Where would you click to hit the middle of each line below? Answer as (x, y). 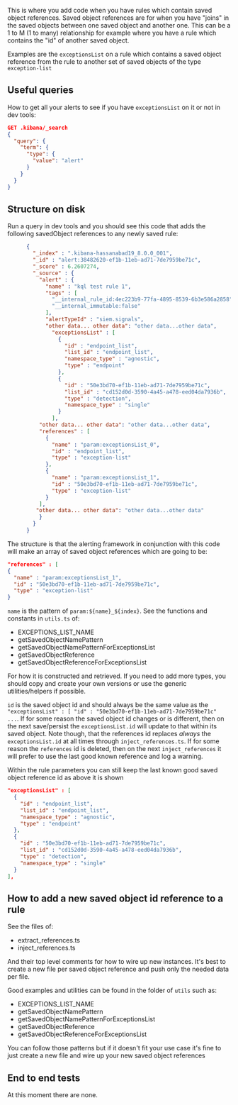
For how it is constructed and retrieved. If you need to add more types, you (117, 676)
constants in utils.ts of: (44, 618)
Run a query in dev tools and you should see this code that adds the (107, 226)
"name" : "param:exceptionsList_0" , (106, 445)
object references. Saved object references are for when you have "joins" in (118, 18)
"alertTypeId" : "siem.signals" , (94, 319)
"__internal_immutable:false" (96, 306)
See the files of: (30, 927)
